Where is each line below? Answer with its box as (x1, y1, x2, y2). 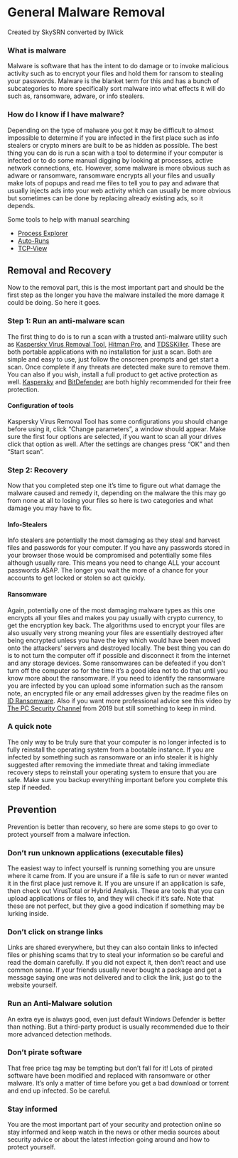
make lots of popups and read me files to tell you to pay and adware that (7, 178, 220, 187)
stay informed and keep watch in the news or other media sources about (7, 1127, 220, 1137)
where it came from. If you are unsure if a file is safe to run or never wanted (7, 871, 229, 880)
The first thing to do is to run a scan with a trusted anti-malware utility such (7, 332, 227, 341)
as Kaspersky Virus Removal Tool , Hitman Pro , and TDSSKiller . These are (7, 340, 222, 348)
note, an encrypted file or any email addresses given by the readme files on (7, 688, 229, 697)
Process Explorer (17, 229, 68, 237)
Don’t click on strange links (7, 926, 104, 936)
